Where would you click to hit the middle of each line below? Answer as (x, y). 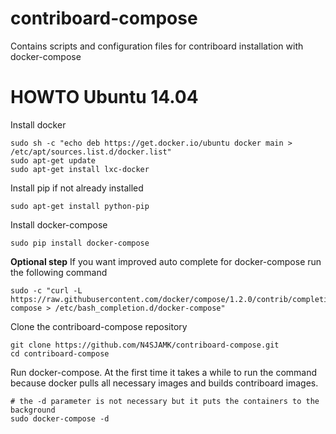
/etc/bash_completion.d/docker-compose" (140, 308)
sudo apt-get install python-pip (80, 206)
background (33, 410)
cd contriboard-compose (60, 353)
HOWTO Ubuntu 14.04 (104, 97)
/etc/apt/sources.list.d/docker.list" (91, 152)
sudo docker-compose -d (60, 418)
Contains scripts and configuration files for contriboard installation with (157, 46)
